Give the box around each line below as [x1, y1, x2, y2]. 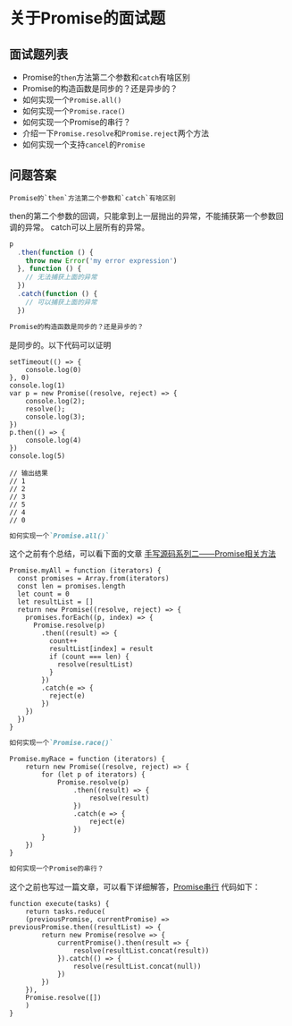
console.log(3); [25, 412, 87, 421]
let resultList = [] [17, 598, 94, 606]
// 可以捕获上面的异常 [25, 297, 98, 307]
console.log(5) [9, 451, 66, 461]
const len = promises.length [17, 582, 126, 591]
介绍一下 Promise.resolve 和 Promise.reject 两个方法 [21, 128, 210, 139]
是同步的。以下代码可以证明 [9, 339, 112, 350]
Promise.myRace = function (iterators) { [9, 755, 166, 764]
